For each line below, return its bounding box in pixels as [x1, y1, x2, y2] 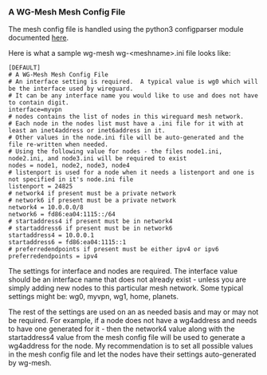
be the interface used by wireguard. [8, 85, 134, 93]
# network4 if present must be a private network [8, 190, 177, 198]
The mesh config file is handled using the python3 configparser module [8, 25, 244, 34]
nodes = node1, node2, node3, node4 [8, 162, 130, 170]
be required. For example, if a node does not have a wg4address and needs [8, 316, 257, 326]
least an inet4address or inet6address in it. [8, 127, 166, 135]
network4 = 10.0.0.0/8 [8, 203, 84, 211]
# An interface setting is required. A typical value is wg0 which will [8, 78, 259, 86]
